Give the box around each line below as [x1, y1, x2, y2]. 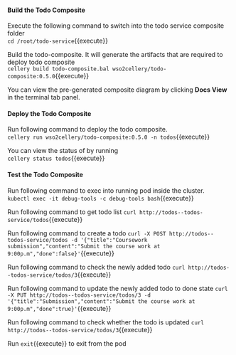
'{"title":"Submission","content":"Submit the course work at [7, 297, 195, 305]
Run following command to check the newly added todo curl [7, 263, 186, 271]
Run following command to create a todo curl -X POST [7, 228, 166, 238]
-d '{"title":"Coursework [70, 236, 148, 243]
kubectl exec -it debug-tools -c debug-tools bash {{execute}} [7, 194, 194, 202]
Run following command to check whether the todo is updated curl [7, 317, 205, 327]
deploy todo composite [7, 58, 75, 67]
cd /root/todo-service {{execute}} [7, 36, 109, 46]
